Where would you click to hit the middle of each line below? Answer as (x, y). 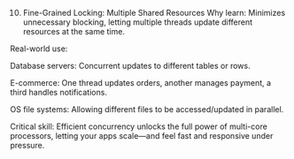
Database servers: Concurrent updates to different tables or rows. (130, 66)
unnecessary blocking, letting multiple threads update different (138, 22)
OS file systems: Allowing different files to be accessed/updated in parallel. (147, 109)
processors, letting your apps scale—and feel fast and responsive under (142, 136)
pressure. (27, 145)
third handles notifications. (58, 92)
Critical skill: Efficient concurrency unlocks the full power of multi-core (139, 126)
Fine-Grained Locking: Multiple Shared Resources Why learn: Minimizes (154, 13)
